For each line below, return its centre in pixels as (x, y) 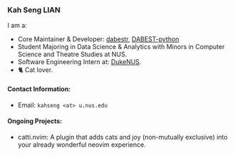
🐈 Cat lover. (35, 70)
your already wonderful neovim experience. (82, 145)
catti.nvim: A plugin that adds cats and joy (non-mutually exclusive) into (122, 137)
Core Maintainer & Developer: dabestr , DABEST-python (98, 39)
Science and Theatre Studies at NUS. (72, 54)
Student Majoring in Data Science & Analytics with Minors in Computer (121, 47)
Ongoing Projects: (35, 121)
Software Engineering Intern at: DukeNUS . (79, 62)
